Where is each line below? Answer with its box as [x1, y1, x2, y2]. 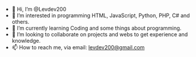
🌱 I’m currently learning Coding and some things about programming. [11, 24, 182, 31]
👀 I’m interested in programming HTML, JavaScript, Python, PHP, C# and [11, 12, 190, 19]
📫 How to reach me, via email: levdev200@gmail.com [11, 44, 145, 50]
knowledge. [11, 37, 41, 44]
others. [11, 18, 30, 25]
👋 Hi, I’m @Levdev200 [11, 6, 67, 12]
